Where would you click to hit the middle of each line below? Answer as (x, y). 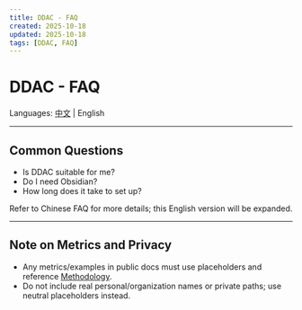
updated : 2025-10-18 (48, 34)
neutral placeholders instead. (76, 295)
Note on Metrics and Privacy (91, 245)
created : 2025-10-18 (48, 26)
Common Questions (67, 151)
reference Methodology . (67, 276)
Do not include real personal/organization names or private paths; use (151, 286)
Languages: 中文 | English (57, 113)
